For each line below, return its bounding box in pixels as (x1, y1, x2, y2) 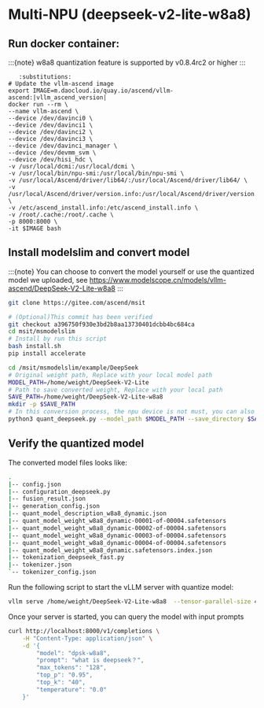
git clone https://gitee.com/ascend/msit (8, 298, 146, 306)
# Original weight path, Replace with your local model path (8, 371, 213, 379)
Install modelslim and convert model (8, 246, 190, 259)
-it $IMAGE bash (8, 224, 61, 232)
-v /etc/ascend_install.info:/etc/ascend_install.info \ (8, 204, 199, 212)
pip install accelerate (8, 350, 86, 358)
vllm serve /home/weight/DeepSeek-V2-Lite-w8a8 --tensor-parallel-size (8, 598, 251, 606)
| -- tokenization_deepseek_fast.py (8, 554, 125, 562)
